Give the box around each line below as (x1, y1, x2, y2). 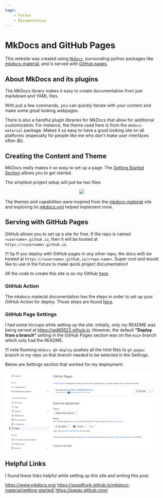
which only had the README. (5, 338, 64, 343)
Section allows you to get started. (5, 170, 72, 176)
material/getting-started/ (5, 487, 55, 493)
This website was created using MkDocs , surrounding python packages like (5, 56, 154, 62)
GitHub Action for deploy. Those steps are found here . (5, 299, 114, 305)
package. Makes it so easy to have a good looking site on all (23, 127, 145, 133)
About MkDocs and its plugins (5, 75, 98, 83)
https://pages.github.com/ (55, 487, 108, 493)
